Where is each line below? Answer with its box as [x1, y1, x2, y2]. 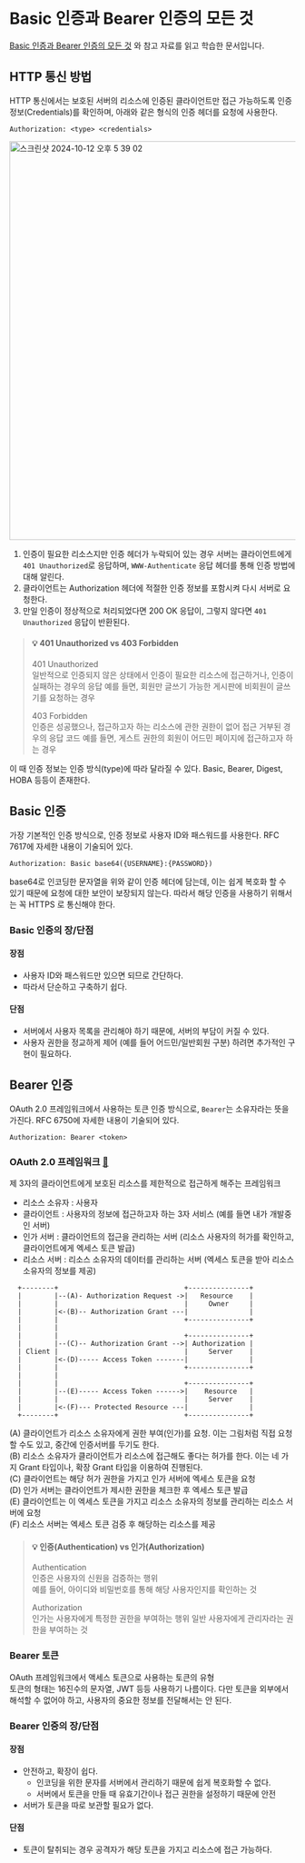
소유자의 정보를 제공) [22, 1265, 97, 1277]
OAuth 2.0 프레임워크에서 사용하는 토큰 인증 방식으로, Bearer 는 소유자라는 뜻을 [9, 1103, 290, 1114]
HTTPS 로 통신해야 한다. [28, 899, 116, 910]
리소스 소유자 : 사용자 [22, 1197, 98, 1209]
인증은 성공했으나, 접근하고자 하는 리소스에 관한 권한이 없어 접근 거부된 [31, 721, 281, 732]
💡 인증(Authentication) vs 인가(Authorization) [31, 1541, 205, 1552]
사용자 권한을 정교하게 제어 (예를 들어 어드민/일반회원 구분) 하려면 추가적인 [22, 1037, 286, 1048]
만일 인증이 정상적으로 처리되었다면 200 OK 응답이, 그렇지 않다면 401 [22, 605, 268, 616]
